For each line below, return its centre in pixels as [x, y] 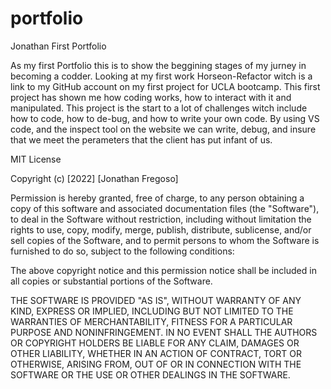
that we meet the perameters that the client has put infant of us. [141, 139]
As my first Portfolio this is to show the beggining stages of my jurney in [158, 65]
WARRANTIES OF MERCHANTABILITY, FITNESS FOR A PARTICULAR [151, 321]
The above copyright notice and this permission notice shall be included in [163, 270]
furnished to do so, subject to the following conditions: [122, 251]
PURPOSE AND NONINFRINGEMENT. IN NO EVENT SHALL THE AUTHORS [164, 332]
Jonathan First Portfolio [58, 46]
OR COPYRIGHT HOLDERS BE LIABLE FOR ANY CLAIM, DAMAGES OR [155, 343]
